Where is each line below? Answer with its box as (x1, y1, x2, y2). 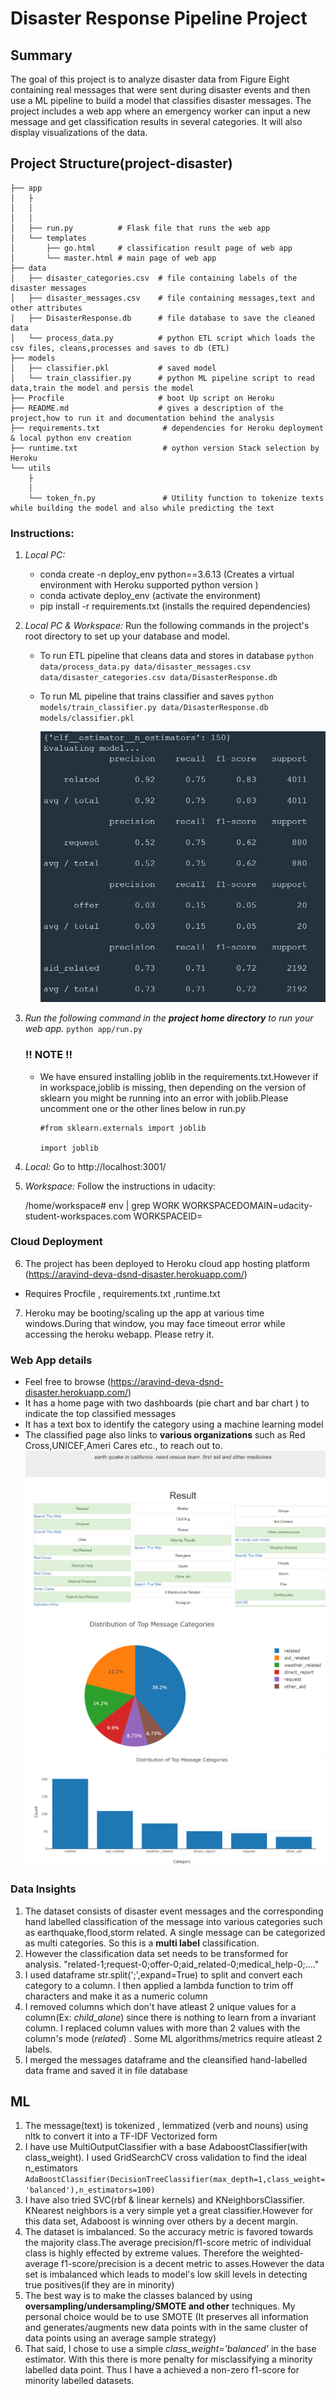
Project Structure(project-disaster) (10, 155, 233, 172)
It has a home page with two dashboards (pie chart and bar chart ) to (24, 1397, 310, 1409)
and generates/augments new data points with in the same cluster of (24, 2322, 309, 2334)
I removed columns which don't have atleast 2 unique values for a (24, 2000, 297, 2012)
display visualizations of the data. (10, 127, 148, 138)
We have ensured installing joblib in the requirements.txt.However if (39, 1070, 319, 1082)
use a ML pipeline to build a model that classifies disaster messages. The (10, 95, 312, 106)
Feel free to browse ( (24, 1376, 112, 1388)
